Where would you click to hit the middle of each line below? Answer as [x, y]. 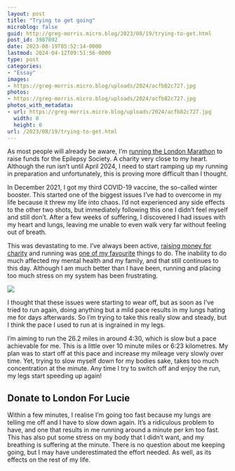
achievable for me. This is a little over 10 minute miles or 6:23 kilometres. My [118, 346]
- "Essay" [22, 72]
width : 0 [26, 118]
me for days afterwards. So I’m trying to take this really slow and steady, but [117, 318]
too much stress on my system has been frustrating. [82, 276]
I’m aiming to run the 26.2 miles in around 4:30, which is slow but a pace [112, 339]
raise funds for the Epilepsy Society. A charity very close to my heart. [108, 159]
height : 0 [28, 125]
